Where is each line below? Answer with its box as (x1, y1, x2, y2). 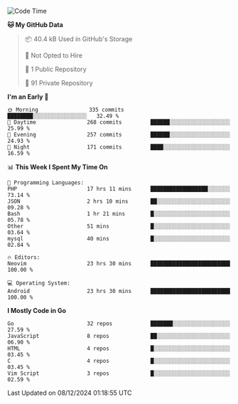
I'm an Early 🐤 (7, 92, 49, 101)
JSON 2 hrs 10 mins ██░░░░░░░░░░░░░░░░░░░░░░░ (7, 198, 231, 205)
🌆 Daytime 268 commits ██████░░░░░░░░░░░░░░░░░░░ (7, 119, 231, 126)
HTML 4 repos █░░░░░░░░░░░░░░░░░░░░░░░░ (7, 345, 231, 352)
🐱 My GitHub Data (7, 21, 64, 28)
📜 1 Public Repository (24, 65, 87, 73)
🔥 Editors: (7, 254, 40, 261)
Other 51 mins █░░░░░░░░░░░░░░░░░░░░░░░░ (7, 223, 231, 230)
